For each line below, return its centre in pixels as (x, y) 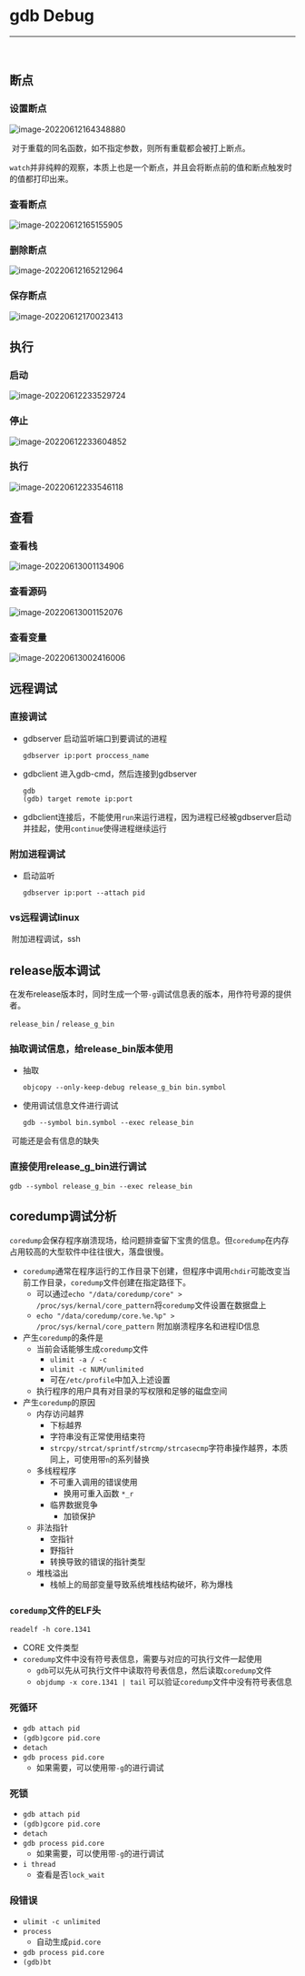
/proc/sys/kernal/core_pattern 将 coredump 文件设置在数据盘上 (151, 1305)
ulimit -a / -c (78, 1360)
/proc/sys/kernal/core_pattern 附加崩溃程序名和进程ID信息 (148, 1326)
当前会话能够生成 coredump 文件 (92, 1349)
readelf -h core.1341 (50, 1629)
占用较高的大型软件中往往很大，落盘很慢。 (89, 1251)
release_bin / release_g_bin (62, 1024)
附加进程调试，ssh (46, 939)
